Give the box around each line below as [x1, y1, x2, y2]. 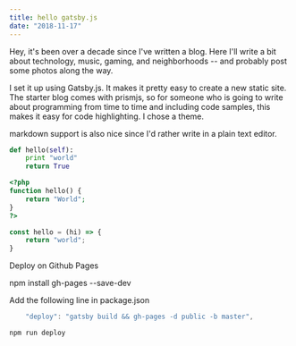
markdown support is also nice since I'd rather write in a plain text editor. [9, 128, 277, 139]
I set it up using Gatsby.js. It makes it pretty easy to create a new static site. [9, 82, 287, 93]
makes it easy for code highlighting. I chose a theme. [9, 111, 204, 122]
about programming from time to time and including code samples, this [9, 101, 271, 112]
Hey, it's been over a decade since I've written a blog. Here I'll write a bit [9, 46, 277, 56]
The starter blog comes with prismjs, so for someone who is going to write [9, 91, 283, 103]
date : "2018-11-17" [9, 21, 82, 30]
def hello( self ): [9, 145, 74, 155]
